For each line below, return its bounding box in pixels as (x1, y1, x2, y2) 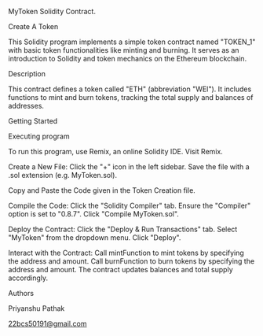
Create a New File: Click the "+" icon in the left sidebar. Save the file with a (8, 162, 250, 172)
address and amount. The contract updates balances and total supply (8, 265, 233, 274)
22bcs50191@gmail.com (8, 319, 87, 328)
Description (8, 69, 46, 78)
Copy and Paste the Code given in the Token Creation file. (8, 186, 196, 195)
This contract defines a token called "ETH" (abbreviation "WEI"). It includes (8, 84, 252, 94)
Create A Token (8, 22, 59, 31)
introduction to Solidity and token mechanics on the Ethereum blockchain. (8, 54, 247, 63)
